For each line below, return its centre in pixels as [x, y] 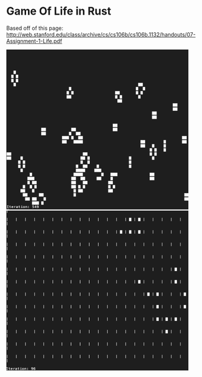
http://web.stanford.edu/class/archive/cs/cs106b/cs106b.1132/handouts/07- [101, 34]
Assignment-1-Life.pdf [34, 41]
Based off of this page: [35, 28]
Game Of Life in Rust [59, 11]
